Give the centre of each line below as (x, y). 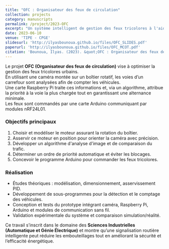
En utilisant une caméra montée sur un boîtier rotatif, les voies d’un (74, 77)
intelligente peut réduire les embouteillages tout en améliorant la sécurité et (83, 236)
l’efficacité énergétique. (30, 241)
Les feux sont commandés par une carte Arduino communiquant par (76, 103)
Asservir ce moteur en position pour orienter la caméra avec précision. (86, 138)
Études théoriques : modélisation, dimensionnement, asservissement (84, 183)
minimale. (15, 98)
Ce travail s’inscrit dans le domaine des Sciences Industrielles (70, 225)
